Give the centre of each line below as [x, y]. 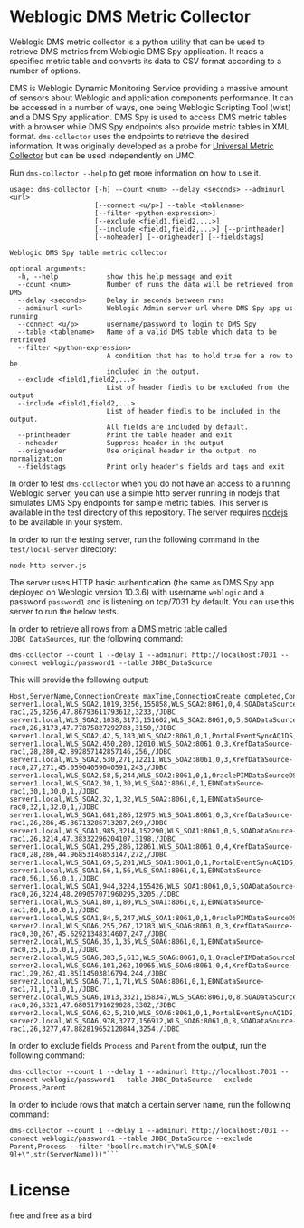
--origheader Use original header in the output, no [137, 451]
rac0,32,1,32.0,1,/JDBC [54, 807]
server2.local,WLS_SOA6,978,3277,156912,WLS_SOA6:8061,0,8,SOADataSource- [153, 1021]
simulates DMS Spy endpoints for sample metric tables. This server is [139, 502]
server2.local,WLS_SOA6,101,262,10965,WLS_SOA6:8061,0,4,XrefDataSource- [152, 966]
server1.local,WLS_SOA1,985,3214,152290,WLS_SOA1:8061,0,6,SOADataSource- [153, 831]
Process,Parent [38, 1088]
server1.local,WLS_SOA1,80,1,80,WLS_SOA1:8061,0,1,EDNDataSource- [137, 902]
